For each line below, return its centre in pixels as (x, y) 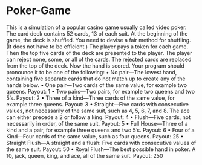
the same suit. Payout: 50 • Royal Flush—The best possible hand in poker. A (101, 149)
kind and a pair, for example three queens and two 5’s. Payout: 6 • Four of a (100, 130)
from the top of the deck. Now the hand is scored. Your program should (95, 66)
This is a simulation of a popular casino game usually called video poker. (96, 27)
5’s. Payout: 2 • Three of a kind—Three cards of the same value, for (91, 98)
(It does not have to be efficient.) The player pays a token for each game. (97, 47)
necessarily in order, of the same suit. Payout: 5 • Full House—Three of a (97, 123)
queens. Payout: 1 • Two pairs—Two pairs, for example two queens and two (101, 91)
